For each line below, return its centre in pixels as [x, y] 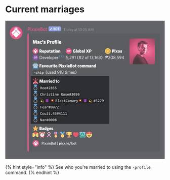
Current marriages [45, 9]
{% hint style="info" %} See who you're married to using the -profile [78, 167]
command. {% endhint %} [32, 172]
